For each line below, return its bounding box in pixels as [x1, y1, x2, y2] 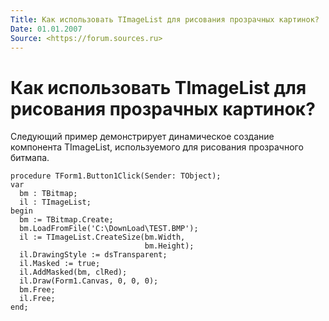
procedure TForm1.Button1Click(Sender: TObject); [10, 171, 222, 181]
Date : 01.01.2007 [10, 24, 83, 34]
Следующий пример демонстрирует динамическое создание [10, 131, 275, 143]
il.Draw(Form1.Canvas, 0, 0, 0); [19, 276, 159, 286]
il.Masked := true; [19, 259, 101, 269]
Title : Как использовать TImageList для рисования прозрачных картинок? [10, 14, 320, 25]
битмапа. [10, 152, 50, 164]
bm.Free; [19, 285, 56, 295]
